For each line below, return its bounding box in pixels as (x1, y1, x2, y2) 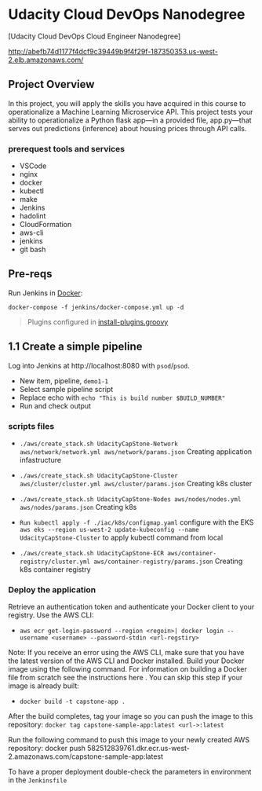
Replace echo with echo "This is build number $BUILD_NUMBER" (19, 393, 226, 402)
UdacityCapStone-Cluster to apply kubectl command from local (19, 533, 224, 542)
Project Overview (8, 78, 95, 91)
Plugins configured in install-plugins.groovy (27, 317, 169, 327)
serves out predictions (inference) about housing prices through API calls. (8, 123, 247, 133)
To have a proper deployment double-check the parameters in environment (8, 767, 252, 777)
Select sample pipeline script (19, 384, 114, 394)
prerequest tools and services (8, 143, 126, 154)
